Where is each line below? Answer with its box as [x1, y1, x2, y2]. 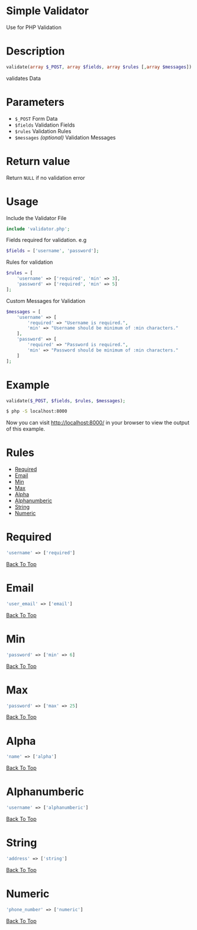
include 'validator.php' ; [6, 226, 70, 232]
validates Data [6, 75, 41, 82]
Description [6, 44, 65, 58]
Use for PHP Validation [6, 24, 62, 31]
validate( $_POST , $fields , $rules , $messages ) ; [6, 398, 126, 403]
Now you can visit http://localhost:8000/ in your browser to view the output [6, 419, 190, 427]
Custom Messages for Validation [6, 297, 86, 304]
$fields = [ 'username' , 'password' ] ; [6, 248, 99, 254]
